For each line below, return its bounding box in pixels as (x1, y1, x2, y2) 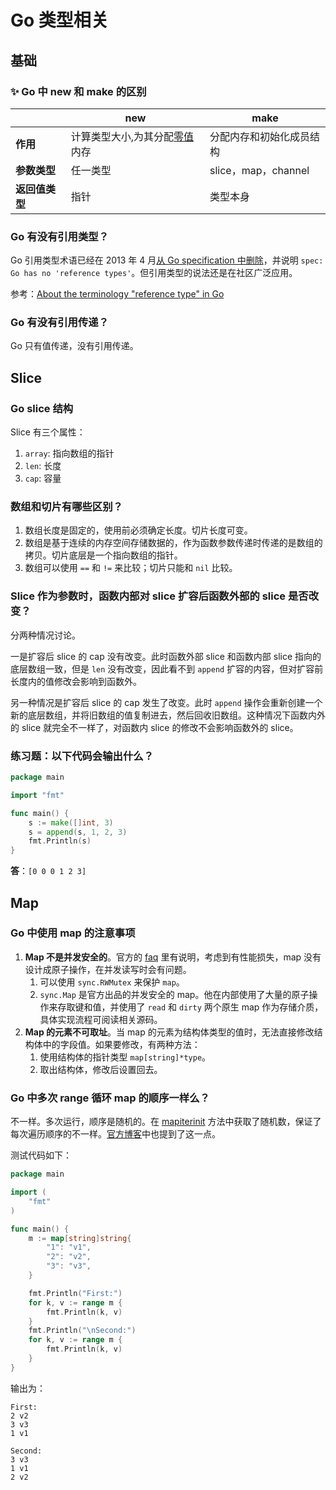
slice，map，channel (209, 163, 310, 177)
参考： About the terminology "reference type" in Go (10, 288, 225, 300)
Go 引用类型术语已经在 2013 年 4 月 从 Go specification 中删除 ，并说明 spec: (10, 254, 324, 266)
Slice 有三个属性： (10, 426, 86, 438)
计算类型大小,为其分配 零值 (70, 129, 195, 143)
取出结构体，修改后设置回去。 (39, 1063, 163, 1075)
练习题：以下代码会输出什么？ (10, 749, 155, 763)
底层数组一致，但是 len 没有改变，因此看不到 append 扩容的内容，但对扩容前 (10, 662, 324, 675)
